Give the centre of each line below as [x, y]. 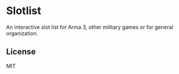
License [21, 52]
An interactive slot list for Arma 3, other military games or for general [89, 27]
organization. [22, 33]
